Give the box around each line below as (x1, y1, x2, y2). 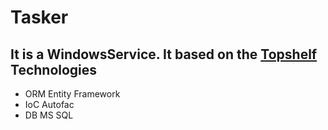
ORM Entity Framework (24, 88, 121, 100)
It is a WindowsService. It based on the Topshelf (10, 46, 318, 63)
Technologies (10, 61, 98, 78)
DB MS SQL (24, 109, 74, 121)
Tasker (10, 6, 69, 29)
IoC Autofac (24, 99, 75, 110)
